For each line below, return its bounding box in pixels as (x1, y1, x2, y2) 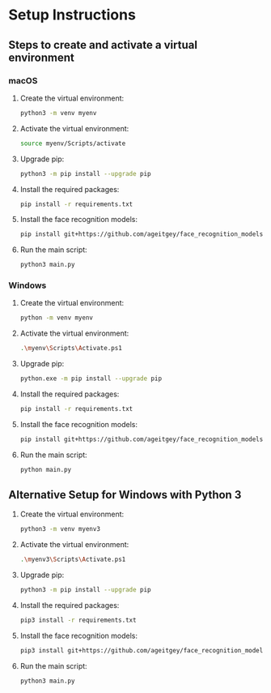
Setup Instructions (8, 6, 136, 24)
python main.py (19, 465, 72, 473)
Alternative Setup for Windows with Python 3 (8, 488, 242, 502)
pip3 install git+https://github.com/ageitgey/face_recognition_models (19, 646, 267, 654)
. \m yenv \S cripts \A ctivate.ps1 (19, 344, 123, 353)
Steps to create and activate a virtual (8, 38, 198, 52)
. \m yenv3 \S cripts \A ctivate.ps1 (19, 555, 126, 564)
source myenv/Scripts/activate (19, 139, 126, 148)
